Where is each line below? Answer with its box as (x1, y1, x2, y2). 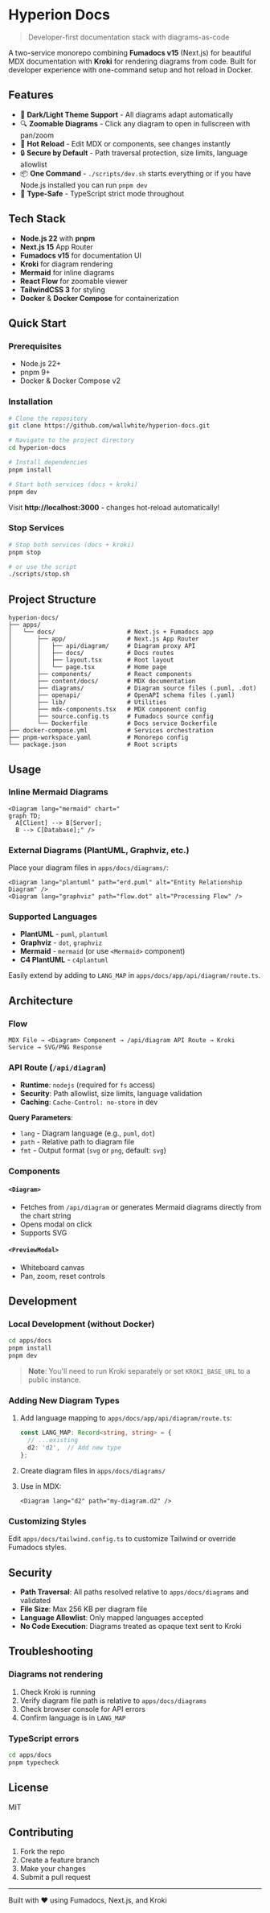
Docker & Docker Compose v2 (19, 376, 121, 385)
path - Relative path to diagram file (19, 1137, 135, 1147)
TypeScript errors (8, 1733, 80, 1744)
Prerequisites (8, 340, 62, 352)
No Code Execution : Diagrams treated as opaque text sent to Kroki (19, 1621, 243, 1631)
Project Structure (8, 592, 96, 606)
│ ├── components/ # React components (8, 670, 193, 678)
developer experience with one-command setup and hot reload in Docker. (8, 64, 253, 74)
